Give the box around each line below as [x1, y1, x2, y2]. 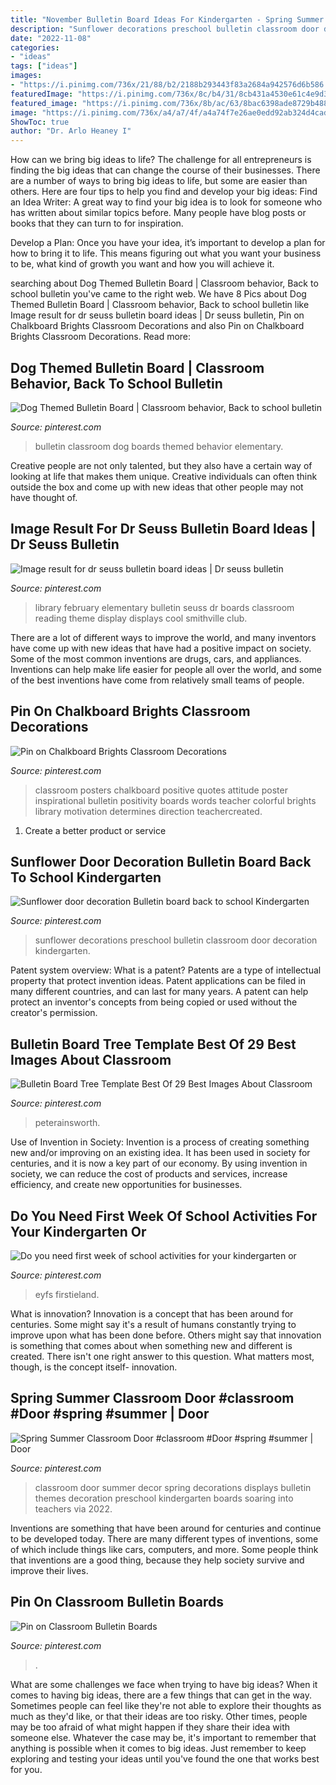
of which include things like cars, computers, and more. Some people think [10, 1543, 319, 1555]
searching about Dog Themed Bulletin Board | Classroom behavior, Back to [10, 277, 319, 290]
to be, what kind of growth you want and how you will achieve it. [10, 258, 275, 270]
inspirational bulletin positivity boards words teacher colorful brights [34, 794, 317, 806]
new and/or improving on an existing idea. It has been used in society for [10, 1147, 311, 1159]
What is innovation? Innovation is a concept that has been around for [10, 1308, 294, 1320]
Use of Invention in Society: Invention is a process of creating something [10, 1136, 310, 1148]
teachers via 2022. [34, 1502, 113, 1515]
